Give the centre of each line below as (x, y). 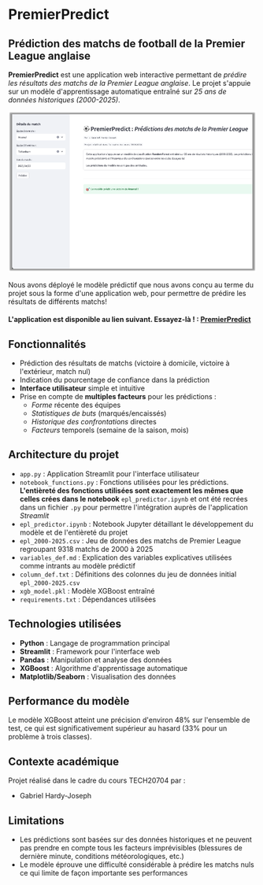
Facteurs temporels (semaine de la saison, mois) (110, 430)
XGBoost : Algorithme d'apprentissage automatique (103, 668)
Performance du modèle (69, 701)
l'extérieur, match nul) (55, 371)
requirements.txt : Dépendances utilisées (87, 599)
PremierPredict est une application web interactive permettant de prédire (128, 75)
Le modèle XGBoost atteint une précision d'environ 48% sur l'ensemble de (129, 720)
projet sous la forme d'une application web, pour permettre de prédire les (127, 293)
